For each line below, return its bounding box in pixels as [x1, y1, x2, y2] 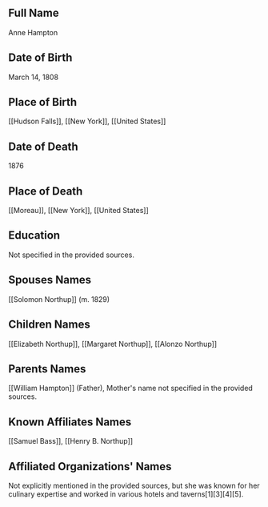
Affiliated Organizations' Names [8, 460, 172, 473]
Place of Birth [8, 95, 78, 109]
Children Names [8, 318, 90, 332]
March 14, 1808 [8, 72, 58, 82]
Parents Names [8, 362, 86, 376]
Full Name [8, 6, 59, 20]
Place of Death [8, 184, 83, 198]
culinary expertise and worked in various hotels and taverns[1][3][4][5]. [8, 489, 244, 499]
